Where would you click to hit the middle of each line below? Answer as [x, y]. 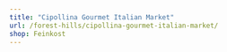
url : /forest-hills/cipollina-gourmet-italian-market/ [114, 26]
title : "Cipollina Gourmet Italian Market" [92, 17]
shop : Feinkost [38, 33]
